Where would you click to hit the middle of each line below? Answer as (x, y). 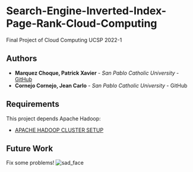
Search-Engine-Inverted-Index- (86, 11)
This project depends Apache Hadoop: (53, 118)
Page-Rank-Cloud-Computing (82, 23)
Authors (22, 58)
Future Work (30, 149)
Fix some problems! (30, 163)
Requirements (33, 104)
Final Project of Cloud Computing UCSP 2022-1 (64, 40)
